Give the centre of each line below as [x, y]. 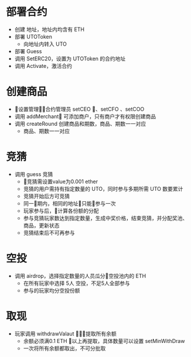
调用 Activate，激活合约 [43, 66]
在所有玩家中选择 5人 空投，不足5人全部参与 [77, 283]
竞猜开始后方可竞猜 [47, 196]
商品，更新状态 [41, 225]
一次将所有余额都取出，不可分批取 [64, 348]
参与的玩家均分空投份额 [52, 290]
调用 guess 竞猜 [34, 174]
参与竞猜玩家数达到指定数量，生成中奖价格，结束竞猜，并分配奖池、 [105, 218]
